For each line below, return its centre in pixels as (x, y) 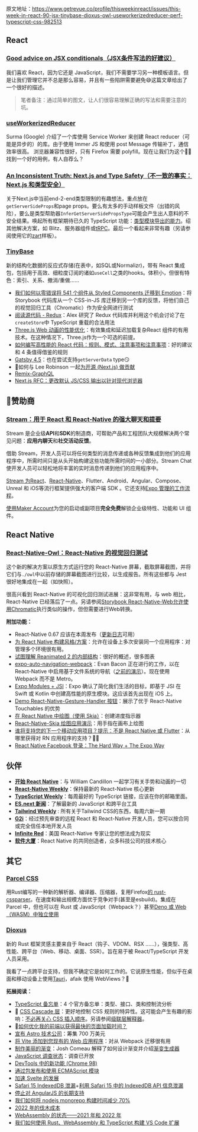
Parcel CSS (22, 879)
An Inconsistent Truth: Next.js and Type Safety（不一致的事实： (99, 176)
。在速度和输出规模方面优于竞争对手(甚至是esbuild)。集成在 (103, 899)
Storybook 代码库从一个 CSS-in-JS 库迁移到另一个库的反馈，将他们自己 (102, 300)
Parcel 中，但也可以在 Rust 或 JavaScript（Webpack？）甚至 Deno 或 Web (96, 907)
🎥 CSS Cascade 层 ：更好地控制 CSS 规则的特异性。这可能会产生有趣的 (101, 1011)
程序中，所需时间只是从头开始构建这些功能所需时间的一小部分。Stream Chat (99, 461)
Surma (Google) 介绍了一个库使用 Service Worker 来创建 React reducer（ (95, 136)
